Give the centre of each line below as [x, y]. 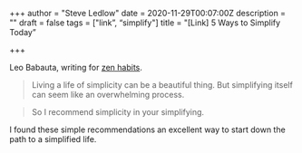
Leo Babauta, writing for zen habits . [76, 67]
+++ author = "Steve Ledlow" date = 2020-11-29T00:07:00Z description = [148, 13]
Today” [23, 32]
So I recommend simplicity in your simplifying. [118, 112]
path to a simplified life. [53, 139]
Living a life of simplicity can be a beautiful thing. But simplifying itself [162, 85]
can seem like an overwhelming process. [108, 95]
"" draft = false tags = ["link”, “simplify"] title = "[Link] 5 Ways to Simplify [145, 23]
